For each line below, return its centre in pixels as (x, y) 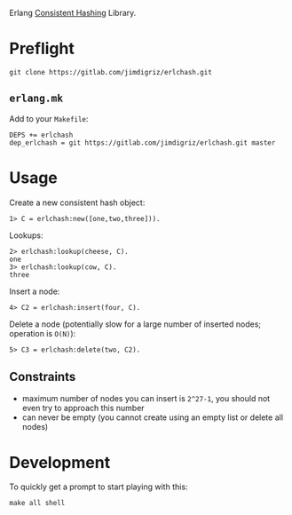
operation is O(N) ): (43, 333)
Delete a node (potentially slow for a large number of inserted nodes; (135, 324)
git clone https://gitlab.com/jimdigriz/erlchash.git (111, 72)
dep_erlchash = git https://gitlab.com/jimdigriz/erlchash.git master (142, 143)
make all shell (37, 503)
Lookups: (26, 235)
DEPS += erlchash (41, 135)
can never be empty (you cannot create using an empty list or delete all (153, 417)
